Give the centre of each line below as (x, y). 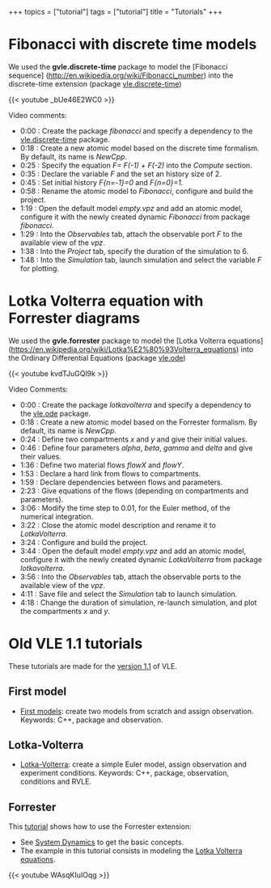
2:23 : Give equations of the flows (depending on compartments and (134, 491)
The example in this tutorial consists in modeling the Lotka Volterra (131, 851)
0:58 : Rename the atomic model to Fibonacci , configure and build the (136, 191)
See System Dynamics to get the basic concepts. (102, 842)
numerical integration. (57, 516)
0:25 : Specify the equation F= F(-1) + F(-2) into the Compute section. (136, 165)
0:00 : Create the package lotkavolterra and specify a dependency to (135, 404)
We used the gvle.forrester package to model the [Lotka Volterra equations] (136, 340)
